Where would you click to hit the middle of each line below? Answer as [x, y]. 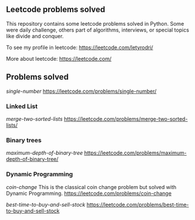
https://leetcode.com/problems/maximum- [135, 153]
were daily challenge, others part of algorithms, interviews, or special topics [97, 30]
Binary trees [24, 140]
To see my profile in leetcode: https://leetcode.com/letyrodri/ [80, 47]
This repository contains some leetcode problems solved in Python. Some [95, 23]
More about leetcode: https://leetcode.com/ [59, 58]
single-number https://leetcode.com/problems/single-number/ [81, 91]
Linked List [22, 106]
